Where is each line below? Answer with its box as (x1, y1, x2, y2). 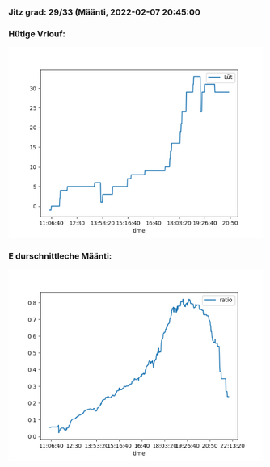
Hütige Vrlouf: (8, 27, 66, 39)
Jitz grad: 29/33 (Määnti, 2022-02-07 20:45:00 (8, 6, 200, 18)
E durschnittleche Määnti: (8, 250, 112, 262)
